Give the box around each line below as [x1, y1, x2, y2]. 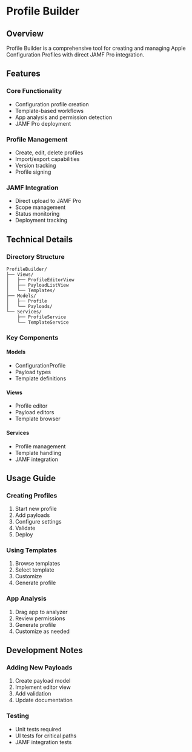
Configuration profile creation [15, 100, 89, 108]
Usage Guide [6, 473, 56, 484]
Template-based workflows [15, 107, 84, 114]
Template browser [15, 415, 61, 423]
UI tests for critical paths [15, 732, 77, 739]
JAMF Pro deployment [15, 120, 71, 127]
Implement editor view [15, 683, 71, 691]
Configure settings [15, 518, 62, 525]
